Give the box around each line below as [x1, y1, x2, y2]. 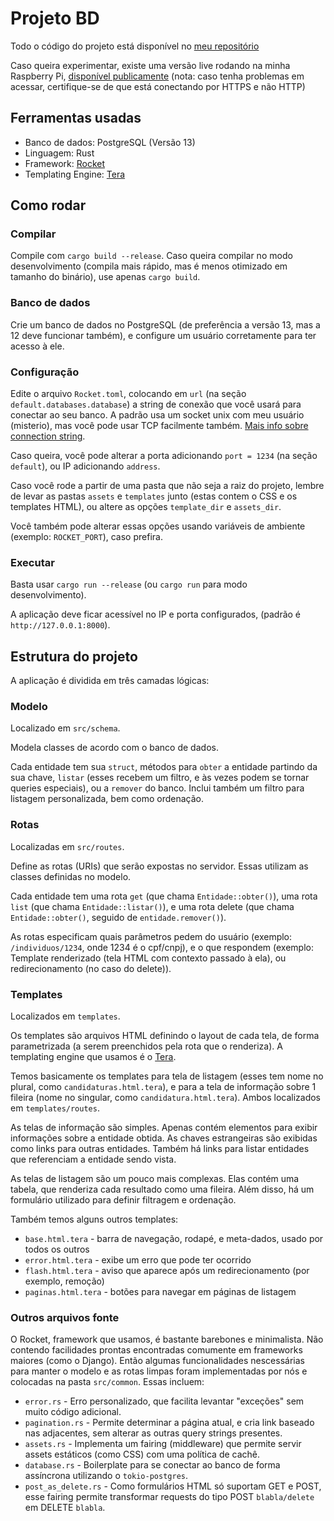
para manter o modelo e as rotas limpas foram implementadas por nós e [10, 1365, 308, 1377]
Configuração [10, 365, 80, 379]
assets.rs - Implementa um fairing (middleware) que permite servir [24, 1438, 302, 1450]
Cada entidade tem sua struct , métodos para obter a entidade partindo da [10, 761, 318, 773]
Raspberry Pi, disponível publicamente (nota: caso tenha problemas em [10, 70, 305, 82]
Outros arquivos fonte [10, 1310, 120, 1324]
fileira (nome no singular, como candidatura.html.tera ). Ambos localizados [10, 1092, 322, 1104]
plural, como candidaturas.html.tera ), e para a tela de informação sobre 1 [10, 1081, 317, 1093]
